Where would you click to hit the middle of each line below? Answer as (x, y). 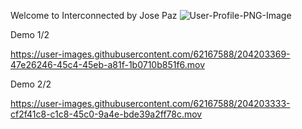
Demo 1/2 (30, 34)
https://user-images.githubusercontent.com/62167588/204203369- (150, 54)
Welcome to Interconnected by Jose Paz (94, 15)
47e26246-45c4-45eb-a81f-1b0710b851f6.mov (108, 64)
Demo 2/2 (31, 84)
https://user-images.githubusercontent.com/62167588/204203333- (150, 103)
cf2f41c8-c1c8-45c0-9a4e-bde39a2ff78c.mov (106, 114)
